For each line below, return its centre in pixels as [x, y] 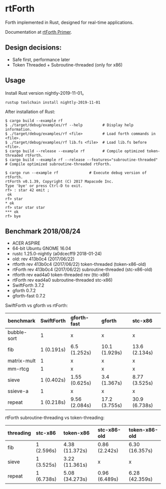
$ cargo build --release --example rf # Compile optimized [75, 151]
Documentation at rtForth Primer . [39, 32]
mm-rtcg [18, 369]
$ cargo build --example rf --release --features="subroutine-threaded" [82, 160]
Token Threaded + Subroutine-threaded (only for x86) [67, 64]
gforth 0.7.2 [24, 291]
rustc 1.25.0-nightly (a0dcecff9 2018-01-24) [57, 254]
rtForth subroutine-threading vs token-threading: [55, 418]
